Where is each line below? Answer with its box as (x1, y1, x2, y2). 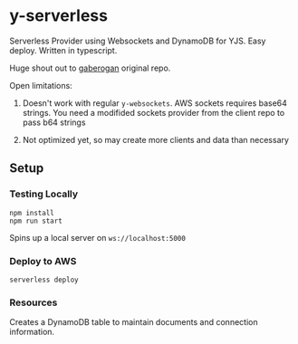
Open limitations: (9, 80, 72, 91)
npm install (9, 208, 54, 217)
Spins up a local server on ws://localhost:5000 (9, 232, 186, 243)
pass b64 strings (22, 117, 86, 128)
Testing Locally (9, 187, 79, 200)
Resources (9, 296, 58, 309)
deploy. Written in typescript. (9, 44, 118, 55)
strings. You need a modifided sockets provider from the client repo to (22, 107, 285, 118)
